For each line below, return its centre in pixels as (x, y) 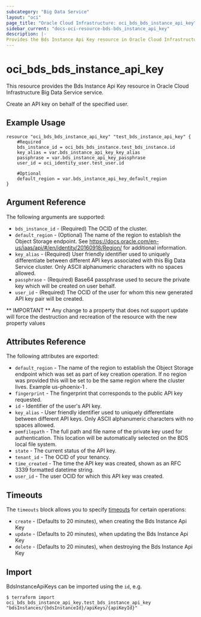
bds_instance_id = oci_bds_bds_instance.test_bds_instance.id (96, 147)
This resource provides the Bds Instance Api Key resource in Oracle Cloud (98, 86)
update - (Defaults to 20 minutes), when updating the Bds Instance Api (101, 534)
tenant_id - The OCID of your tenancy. (63, 457)
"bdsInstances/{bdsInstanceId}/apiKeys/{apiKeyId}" (72, 608)
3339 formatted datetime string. (54, 470)
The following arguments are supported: (56, 217)
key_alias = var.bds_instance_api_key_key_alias (79, 152)
